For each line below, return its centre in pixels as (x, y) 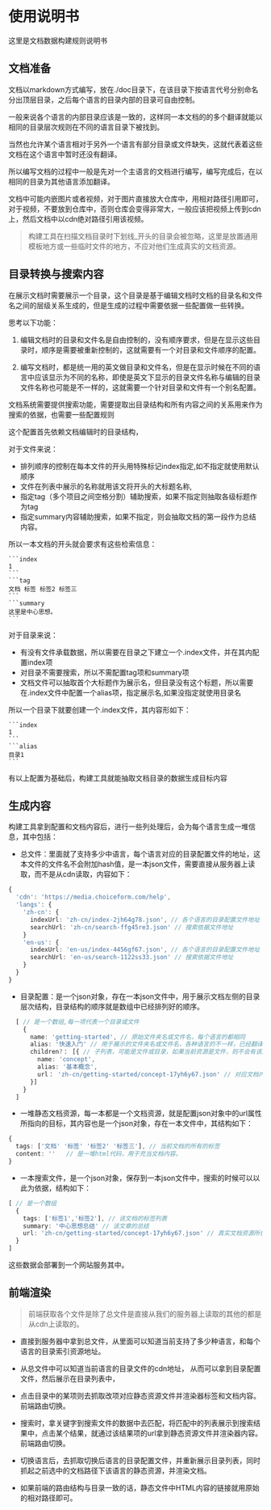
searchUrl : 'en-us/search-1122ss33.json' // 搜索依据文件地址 (131, 958)
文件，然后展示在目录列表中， (69, 1378)
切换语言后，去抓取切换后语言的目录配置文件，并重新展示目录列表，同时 (140, 1460)
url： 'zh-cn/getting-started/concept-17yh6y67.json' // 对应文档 (148, 1074)
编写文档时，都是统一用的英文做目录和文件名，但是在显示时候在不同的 (137, 367)
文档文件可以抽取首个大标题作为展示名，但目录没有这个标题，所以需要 (137, 682)
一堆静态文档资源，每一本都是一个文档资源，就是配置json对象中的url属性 (141, 1114)
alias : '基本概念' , (68, 1067)
